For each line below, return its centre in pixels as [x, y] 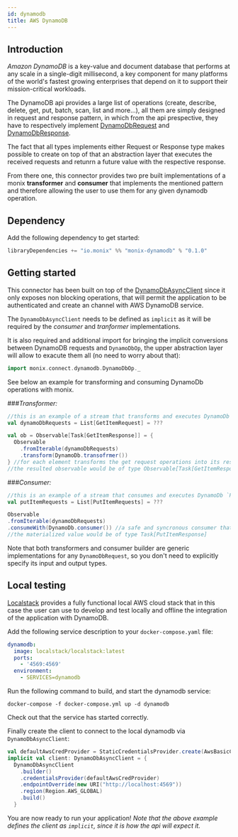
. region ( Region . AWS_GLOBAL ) [61, 792]
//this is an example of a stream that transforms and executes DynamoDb [119, 416]
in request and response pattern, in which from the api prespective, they [113, 118]
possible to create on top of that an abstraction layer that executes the [110, 154]
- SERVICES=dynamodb [50, 678]
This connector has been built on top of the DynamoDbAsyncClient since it [116, 290]
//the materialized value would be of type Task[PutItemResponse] [107, 535]
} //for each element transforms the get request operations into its [114, 462]
